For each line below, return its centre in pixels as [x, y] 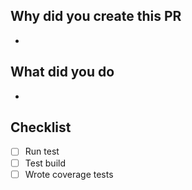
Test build [45, 163]
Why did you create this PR [96, 16]
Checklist [41, 127]
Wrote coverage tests [69, 174]
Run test [42, 151]
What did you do [62, 72]
